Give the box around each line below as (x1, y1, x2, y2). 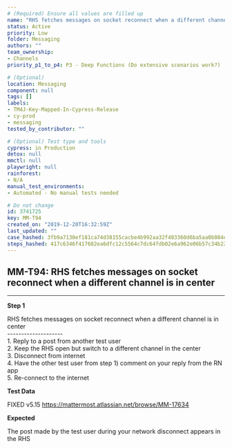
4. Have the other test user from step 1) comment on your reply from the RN (7, 359, 222, 367)
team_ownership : (7, 49, 54, 56)
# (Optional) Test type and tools (7, 138, 107, 145)
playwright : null (7, 164, 57, 171)
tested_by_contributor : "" (7, 125, 85, 132)
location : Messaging (7, 80, 67, 87)
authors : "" (7, 42, 41, 49)
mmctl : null (7, 157, 41, 165)
